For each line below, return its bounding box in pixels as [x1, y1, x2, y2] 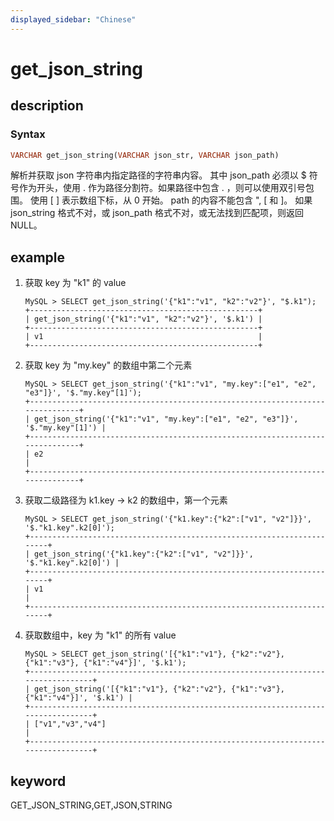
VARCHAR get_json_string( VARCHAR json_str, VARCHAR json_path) [10, 150, 280, 160]
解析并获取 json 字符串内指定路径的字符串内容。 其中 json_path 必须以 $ [10, 169, 307, 181]
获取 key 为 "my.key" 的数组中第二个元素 [24, 359, 193, 371]
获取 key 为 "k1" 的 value [24, 277, 127, 289]
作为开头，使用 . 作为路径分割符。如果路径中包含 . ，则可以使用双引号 [18, 182, 306, 194]
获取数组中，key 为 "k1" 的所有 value [24, 629, 177, 641]
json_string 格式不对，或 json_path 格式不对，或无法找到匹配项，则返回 [10, 207, 304, 219]
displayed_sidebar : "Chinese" [10, 14, 137, 25]
